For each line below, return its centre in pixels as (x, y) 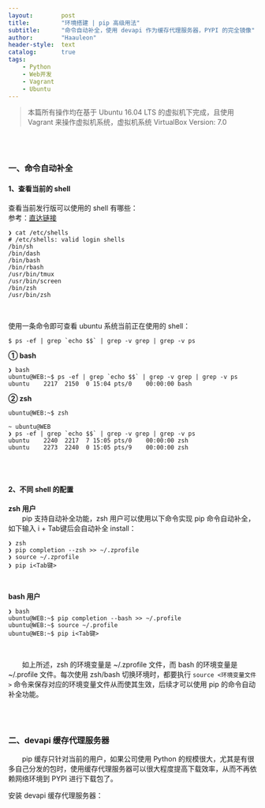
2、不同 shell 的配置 (41, 490)
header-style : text (42, 45)
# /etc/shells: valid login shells (67, 239)
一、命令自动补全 (41, 168)
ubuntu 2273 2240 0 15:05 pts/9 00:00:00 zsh (99, 447)
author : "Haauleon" (52, 38)
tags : (17, 60)
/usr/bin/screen (35, 281)
